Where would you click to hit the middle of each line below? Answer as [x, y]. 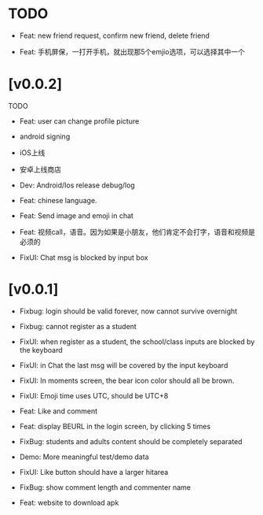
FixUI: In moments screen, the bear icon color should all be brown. [127, 380]
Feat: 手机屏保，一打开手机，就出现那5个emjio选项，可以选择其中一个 [132, 51]
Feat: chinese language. [58, 200]
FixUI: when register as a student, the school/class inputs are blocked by [137, 341]
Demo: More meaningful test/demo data [84, 457]
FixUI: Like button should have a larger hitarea [94, 472]
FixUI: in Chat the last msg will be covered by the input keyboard [124, 365]
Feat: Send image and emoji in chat [76, 215]
